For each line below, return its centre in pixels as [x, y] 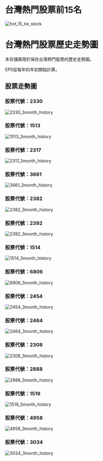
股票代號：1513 [23, 126]
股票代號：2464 [24, 320]
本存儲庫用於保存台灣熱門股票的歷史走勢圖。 [50, 59]
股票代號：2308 [24, 345]
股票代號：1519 [23, 394]
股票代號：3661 [23, 174]
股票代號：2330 [24, 101]
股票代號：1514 [23, 247]
